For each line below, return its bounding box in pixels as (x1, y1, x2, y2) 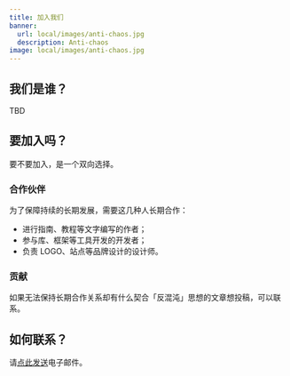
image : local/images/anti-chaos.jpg (9, 46, 145, 55)
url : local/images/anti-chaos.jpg (17, 29, 145, 38)
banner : (9, 21, 38, 30)
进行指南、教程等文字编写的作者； (21, 224, 147, 235)
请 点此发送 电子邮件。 (9, 357, 87, 368)
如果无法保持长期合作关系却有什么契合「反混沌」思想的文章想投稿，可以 (9, 292, 273, 303)
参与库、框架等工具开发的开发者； (21, 235, 147, 245)
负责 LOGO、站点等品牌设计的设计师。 (21, 246, 164, 257)
